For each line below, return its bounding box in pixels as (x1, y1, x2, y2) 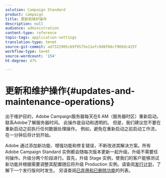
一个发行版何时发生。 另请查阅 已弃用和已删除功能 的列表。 (13, 168, 133, 174)
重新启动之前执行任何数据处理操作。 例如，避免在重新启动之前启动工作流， (5, 126, 160, 132)
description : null (5, 21, 43, 26)
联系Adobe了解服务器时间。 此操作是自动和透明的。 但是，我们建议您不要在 (5, 120, 161, 126)
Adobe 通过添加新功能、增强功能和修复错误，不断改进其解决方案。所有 (5, 143, 151, 149)
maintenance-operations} (5, 96, 115, 107)
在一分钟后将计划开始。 (5, 132, 53, 138)
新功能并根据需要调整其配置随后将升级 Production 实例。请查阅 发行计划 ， (5, 161, 157, 167)
